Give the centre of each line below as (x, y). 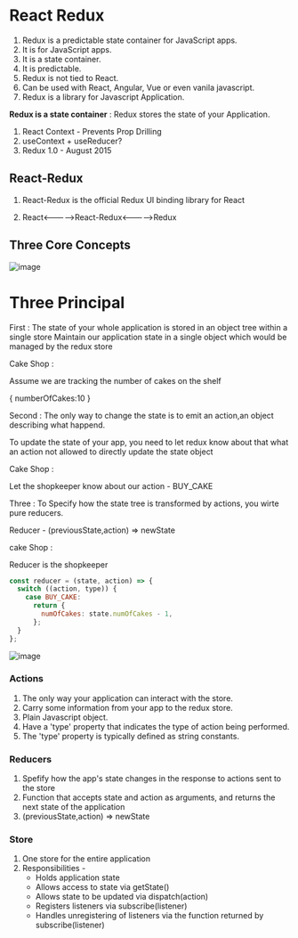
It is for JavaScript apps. (67, 49)
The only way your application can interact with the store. (128, 698)
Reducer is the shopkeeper (59, 564)
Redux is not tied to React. (70, 77)
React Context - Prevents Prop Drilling (92, 131)
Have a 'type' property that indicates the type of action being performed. (156, 726)
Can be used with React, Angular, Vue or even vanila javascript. (138, 87)
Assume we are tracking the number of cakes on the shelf (116, 380)
